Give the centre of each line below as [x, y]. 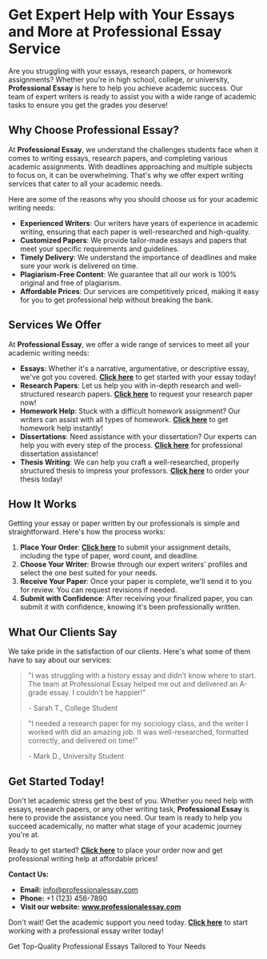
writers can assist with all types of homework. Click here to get [124, 419]
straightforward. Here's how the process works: [87, 532]
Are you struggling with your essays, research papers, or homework [120, 71]
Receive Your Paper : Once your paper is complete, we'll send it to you [135, 582]
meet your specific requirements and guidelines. [100, 248]
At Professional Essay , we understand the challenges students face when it [133, 149]
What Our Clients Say [63, 632]
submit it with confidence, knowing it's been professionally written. [130, 607]
